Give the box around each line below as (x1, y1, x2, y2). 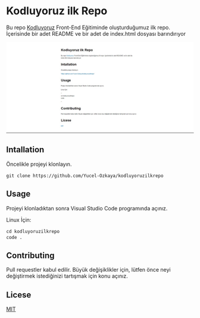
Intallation (6, 144, 45, 155)
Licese (6, 289, 32, 300)
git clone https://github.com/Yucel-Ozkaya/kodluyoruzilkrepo (6, 172, 164, 179)
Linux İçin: (6, 216, 32, 223)
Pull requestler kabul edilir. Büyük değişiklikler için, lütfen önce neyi (6, 266, 171, 273)
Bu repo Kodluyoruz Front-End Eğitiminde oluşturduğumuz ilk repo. (6, 24, 171, 31)
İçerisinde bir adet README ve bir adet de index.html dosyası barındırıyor (6, 30, 186, 37)
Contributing (6, 251, 55, 261)
